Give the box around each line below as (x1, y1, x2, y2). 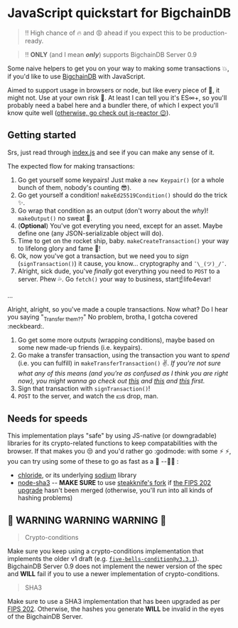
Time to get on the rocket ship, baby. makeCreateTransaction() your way (17, 236, 229, 245)
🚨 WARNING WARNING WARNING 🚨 (7, 514, 167, 526)
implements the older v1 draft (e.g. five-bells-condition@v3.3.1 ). (7, 555, 200, 563)
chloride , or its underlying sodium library (17, 471, 137, 479)
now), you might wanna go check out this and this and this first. (17, 376, 205, 385)
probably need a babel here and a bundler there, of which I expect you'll (7, 101, 219, 110)
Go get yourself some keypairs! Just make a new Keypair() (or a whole (17, 176, 225, 184)
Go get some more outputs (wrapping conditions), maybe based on (17, 336, 215, 344)
